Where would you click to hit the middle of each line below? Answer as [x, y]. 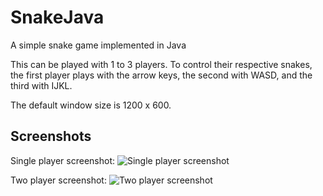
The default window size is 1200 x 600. [91, 105]
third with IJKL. [41, 85]
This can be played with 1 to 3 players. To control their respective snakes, [161, 64]
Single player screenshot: [63, 160]
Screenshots [51, 136]
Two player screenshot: [58, 180]
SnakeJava [57, 17]
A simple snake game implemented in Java [98, 45]
